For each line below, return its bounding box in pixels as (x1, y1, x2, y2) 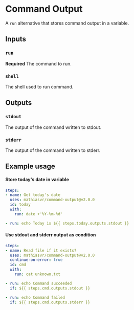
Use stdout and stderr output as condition (5, 232, 96, 238)
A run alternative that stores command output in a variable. (5, 20, 129, 26)
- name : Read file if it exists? (5, 248, 77, 253)
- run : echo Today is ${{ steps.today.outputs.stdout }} (5, 220, 129, 226)
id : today (10, 202, 31, 207)
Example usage (5, 162, 55, 171)
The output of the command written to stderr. (5, 147, 101, 153)
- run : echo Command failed (5, 295, 65, 300)
